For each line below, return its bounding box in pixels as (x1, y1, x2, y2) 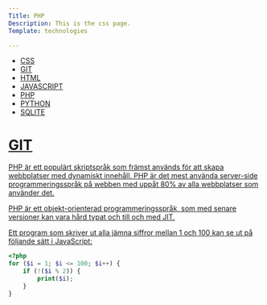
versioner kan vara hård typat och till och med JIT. (8, 212, 175, 222)
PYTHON (19, 98, 51, 109)
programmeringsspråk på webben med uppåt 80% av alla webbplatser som (8, 179, 259, 190)
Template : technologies (8, 27, 88, 35)
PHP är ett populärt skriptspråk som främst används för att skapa (8, 162, 224, 172)
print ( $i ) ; (37, 274, 74, 282)
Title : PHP (8, 11, 45, 20)
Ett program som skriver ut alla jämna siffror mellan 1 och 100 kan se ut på (8, 228, 253, 238)
